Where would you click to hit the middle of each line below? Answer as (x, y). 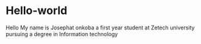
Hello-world (37, 11)
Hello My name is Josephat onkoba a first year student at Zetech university (100, 28)
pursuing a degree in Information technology (62, 34)
